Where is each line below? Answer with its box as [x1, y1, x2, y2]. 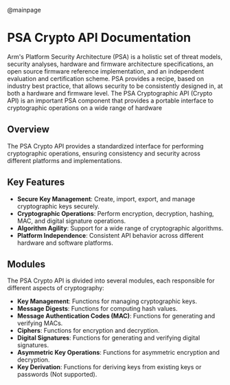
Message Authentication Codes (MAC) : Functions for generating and [16, 312, 216, 320]
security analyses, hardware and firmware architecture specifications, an [7, 60, 214, 68]
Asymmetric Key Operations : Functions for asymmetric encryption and [16, 349, 220, 357]
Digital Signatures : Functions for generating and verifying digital [16, 333, 200, 342]
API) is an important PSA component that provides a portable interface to [7, 96, 214, 104]
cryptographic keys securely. [16, 202, 100, 210]
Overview [7, 124, 50, 135]
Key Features [7, 177, 65, 188]
